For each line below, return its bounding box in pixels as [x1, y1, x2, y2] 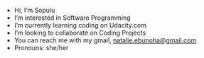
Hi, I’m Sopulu [14, 6, 55, 14]
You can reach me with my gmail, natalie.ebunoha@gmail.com [14, 36, 197, 45]
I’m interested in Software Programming [14, 13, 131, 22]
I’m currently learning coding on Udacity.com [14, 21, 147, 29]
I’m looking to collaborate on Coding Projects [14, 28, 146, 37]
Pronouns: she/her [14, 44, 69, 52]
